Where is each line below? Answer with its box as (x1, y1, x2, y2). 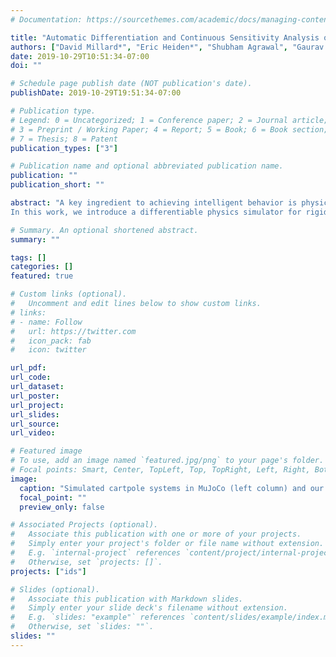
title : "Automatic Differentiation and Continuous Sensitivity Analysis (10, 32, 320, 43)
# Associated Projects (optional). (10, 520, 159, 530)
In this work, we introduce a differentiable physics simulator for (10, 207, 302, 217)
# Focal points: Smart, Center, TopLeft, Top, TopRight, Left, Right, (10, 465, 311, 475)
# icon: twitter (10, 345, 87, 355)
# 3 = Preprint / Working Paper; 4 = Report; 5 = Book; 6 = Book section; (10, 124, 329, 135)
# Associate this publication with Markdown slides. (10, 594, 244, 604)
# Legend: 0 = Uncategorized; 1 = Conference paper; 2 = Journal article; (10, 115, 329, 125)
